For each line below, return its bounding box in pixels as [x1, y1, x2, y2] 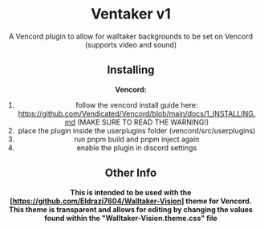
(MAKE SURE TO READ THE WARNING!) [77, 117, 209, 127]
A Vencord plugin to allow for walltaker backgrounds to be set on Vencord [8, 31, 254, 41]
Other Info [104, 166, 157, 180]
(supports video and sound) [84, 39, 177, 49]
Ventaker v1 [91, 5, 171, 23]
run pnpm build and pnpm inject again [74, 134, 200, 144]
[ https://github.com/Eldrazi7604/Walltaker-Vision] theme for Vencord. [9, 196, 253, 206]
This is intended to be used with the [70, 187, 192, 197]
